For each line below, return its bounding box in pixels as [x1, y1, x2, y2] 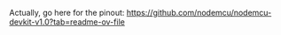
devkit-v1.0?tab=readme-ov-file [9, 17, 126, 27]
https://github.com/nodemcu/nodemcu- [126, 8, 272, 17]
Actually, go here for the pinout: [9, 8, 125, 17]
